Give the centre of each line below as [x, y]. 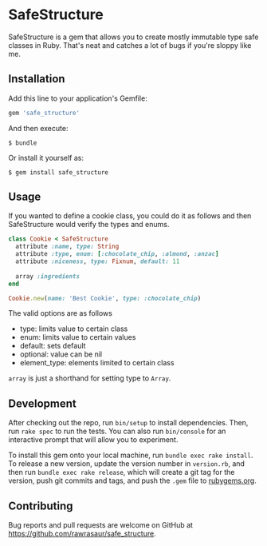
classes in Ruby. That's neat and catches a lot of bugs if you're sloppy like [130, 45]
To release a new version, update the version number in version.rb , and [127, 464]
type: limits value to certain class [74, 329]
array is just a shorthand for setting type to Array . [90, 378]
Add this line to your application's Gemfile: [78, 98]
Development [43, 403]
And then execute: [38, 128]
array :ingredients [48, 276]
